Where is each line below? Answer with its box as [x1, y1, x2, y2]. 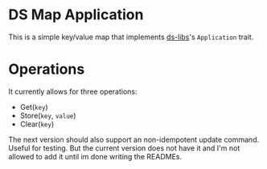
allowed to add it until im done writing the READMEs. [8, 151, 183, 161]
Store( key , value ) [19, 111, 76, 120]
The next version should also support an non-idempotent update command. [8, 135, 260, 144]
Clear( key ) [19, 119, 55, 129]
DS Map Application [8, 6, 144, 24]
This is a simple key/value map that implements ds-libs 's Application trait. [8, 32, 254, 42]
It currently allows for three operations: [8, 87, 138, 96]
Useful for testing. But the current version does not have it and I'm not [8, 143, 240, 153]
